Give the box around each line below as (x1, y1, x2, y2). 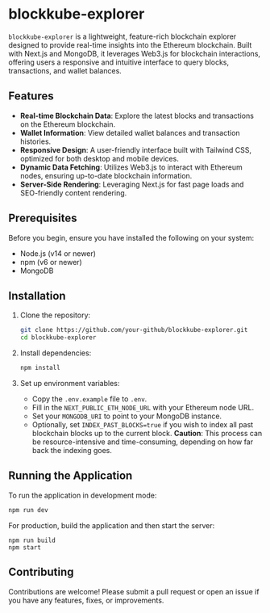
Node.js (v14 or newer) (19, 248, 97, 258)
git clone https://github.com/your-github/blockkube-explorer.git (19, 326, 248, 334)
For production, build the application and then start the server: (8, 520, 215, 530)
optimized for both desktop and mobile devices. (19, 153, 179, 163)
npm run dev (8, 506, 48, 514)
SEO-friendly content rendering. (19, 187, 127, 198)
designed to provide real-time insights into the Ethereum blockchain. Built (8, 40, 252, 49)
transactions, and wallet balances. (8, 65, 123, 75)
